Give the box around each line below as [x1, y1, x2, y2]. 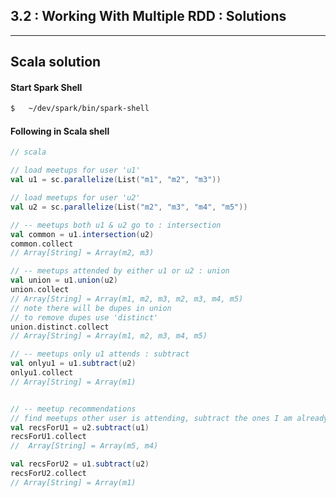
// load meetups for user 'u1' [10, 165, 141, 176]
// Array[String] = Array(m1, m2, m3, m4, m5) [10, 331, 208, 341]
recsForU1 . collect [10, 432, 87, 442]
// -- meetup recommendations [10, 404, 137, 414]
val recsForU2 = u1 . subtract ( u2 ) [10, 459, 150, 469]
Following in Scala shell [10, 125, 110, 137]
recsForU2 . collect [10, 469, 87, 479]
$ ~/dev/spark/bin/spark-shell [10, 104, 150, 114]
